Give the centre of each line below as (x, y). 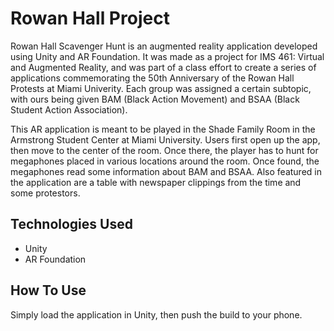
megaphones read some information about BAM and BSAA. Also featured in (166, 171)
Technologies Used (71, 224)
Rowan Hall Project (90, 18)
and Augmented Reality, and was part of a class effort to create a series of (163, 67)
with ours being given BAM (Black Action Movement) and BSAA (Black (155, 99)
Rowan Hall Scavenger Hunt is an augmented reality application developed (164, 46)
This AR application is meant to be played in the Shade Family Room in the (163, 129)
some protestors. (45, 193)
